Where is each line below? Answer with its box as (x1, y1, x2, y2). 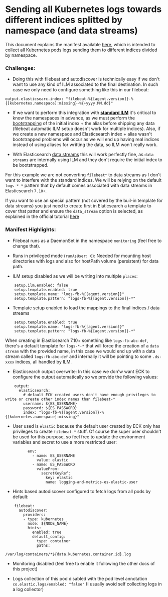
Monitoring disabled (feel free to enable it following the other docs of (12, 560, 155, 566)
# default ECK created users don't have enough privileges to (23, 392, 156, 397)
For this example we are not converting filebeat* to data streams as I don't (5, 172, 161, 178)
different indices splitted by (5, 14, 123, 26)
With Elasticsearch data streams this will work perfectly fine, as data (12, 152, 154, 158)
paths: (37, 543, 51, 548)
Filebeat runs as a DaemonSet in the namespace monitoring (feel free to (12, 237, 162, 244)
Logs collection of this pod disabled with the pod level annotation (12, 575, 147, 581)
